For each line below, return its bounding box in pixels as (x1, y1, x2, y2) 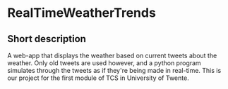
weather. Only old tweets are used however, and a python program (7, 59, 201, 67)
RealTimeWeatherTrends (7, 5, 157, 21)
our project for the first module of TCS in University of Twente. (7, 74, 189, 82)
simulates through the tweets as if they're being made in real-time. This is (7, 67, 222, 74)
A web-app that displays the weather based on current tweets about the (7, 51, 217, 60)
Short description (7, 33, 87, 45)
